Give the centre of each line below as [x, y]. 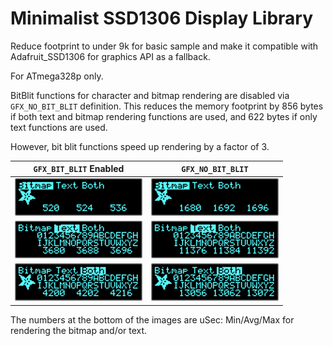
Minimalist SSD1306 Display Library [162, 18]
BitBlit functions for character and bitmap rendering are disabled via [150, 95]
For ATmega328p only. [57, 76]
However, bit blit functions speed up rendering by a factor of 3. [140, 146]
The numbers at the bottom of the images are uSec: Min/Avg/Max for [152, 319]
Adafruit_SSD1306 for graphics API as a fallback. [110, 56]
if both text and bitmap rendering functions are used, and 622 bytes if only [164, 116]
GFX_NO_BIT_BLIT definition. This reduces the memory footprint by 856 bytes [167, 106]
